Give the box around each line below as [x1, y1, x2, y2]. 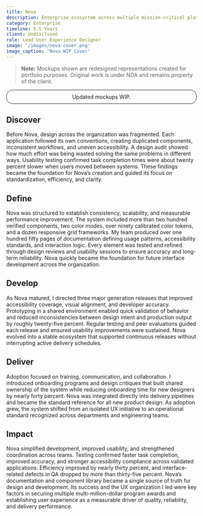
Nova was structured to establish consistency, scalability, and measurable [6, 209, 190, 217]
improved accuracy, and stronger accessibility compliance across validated [6, 458, 195, 465]
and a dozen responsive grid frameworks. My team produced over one [6, 228, 182, 236]
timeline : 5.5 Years [6, 25, 59, 32]
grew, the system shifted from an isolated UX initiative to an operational [6, 405, 184, 412]
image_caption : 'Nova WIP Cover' [6, 48, 91, 54]
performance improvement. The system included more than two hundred [6, 215, 188, 223]
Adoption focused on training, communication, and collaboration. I [6, 373, 171, 380]
